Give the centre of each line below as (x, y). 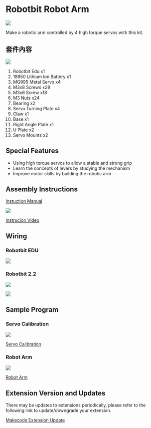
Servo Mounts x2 (30, 135)
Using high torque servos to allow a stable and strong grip (72, 163)
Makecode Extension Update (35, 420)
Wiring (16, 236)
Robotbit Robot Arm (47, 9)
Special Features (32, 151)
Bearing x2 (24, 103)
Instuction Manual (24, 201)
